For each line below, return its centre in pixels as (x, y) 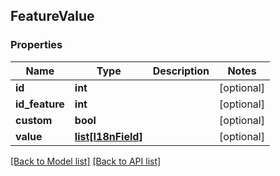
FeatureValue (52, 16)
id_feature (40, 104)
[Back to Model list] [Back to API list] (86, 161)
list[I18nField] (108, 136)
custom (34, 120)
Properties (36, 45)
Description (181, 71)
